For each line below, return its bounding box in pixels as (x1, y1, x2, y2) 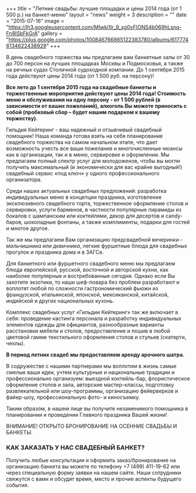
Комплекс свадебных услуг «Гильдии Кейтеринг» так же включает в (6, 309, 178, 315)
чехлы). (6, 340, 25, 346)
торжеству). (6, 115, 38, 122)
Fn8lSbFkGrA (6, 30, 38, 37)
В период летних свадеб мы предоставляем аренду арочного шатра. (6, 351, 185, 358)
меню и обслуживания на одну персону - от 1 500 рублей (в (6, 96, 161, 103)
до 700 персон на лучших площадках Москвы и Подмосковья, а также (6, 60, 184, 67)
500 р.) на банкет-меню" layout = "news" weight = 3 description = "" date (6, 11, 187, 18)
